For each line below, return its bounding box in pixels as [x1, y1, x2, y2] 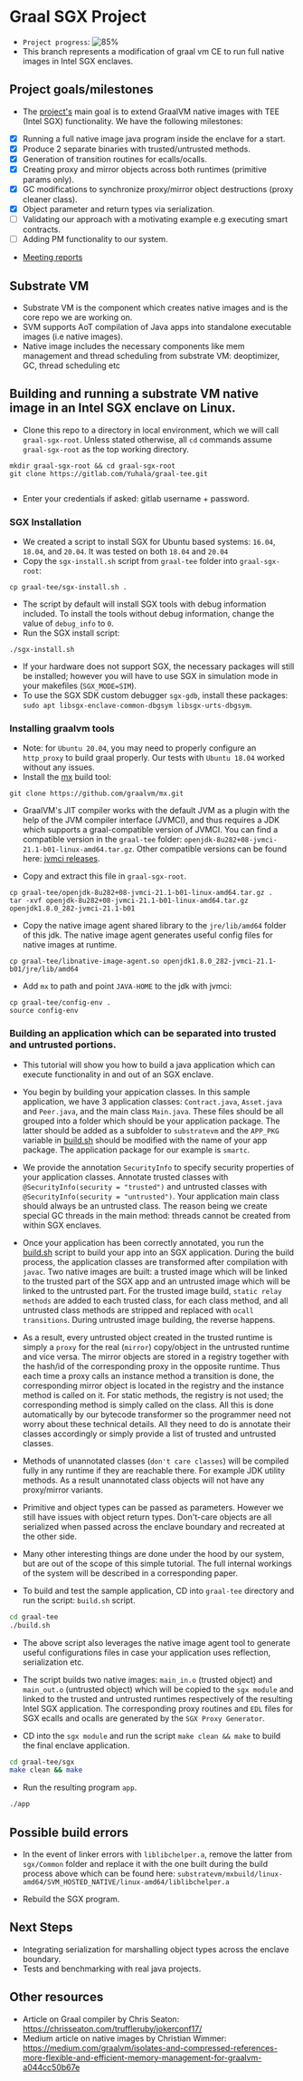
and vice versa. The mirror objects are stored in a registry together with [22, 1351, 289, 1362]
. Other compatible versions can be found [132, 843, 288, 854]
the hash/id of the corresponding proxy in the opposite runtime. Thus [22, 1360, 280, 1371]
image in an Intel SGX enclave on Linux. [9, 401, 237, 416]
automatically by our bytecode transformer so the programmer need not [22, 1408, 291, 1420]
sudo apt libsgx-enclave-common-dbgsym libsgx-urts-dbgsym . [22, 700, 252, 711]
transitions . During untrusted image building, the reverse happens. [22, 1314, 276, 1325]
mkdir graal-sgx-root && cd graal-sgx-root [9, 461, 176, 471]
